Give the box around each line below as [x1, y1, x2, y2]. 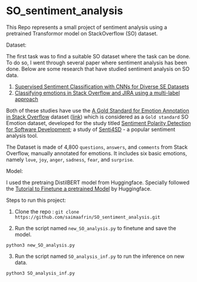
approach [14, 96, 38, 103]
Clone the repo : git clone [14, 208, 80, 215]
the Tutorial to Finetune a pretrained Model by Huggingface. [6, 185, 152, 192]
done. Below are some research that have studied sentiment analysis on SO [6, 65, 190, 72]
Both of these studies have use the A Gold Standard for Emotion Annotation [6, 107, 190, 114]
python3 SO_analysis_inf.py [6, 270, 75, 276]
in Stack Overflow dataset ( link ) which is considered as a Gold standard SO [6, 113, 189, 120]
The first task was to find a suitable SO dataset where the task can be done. [6, 53, 191, 60]
